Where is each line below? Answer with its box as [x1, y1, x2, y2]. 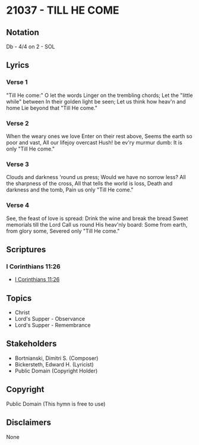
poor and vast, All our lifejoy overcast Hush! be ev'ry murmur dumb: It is [6, 139, 182, 146]
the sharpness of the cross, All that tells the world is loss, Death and [6, 180, 173, 187]
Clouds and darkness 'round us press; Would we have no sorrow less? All [6, 174, 186, 181]
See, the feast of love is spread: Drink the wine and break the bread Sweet [6, 215, 188, 222]
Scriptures [6, 245, 46, 255]
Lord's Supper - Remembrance [14, 322, 91, 329]
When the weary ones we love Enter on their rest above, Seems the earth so [6, 132, 192, 140]
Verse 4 [6, 201, 30, 209]
